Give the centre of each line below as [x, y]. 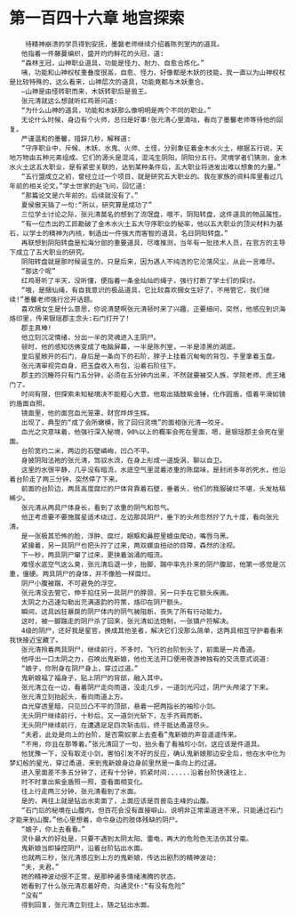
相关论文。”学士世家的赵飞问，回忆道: [88, 186]
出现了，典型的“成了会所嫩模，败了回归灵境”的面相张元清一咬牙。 [124, 422]
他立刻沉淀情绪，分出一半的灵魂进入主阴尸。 [91, 337]
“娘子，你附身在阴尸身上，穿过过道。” [80, 669]
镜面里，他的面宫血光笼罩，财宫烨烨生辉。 [87, 413]
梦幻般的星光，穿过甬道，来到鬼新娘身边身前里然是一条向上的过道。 [115, 763]
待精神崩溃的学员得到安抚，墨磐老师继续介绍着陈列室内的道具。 [124, 44]
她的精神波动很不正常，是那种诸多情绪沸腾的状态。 [100, 876]
